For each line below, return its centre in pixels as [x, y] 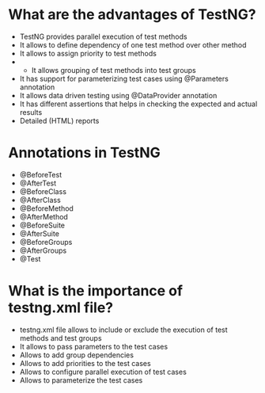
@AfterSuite [39, 233]
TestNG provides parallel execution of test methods [103, 36]
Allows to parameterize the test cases [81, 380]
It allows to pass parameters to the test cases [94, 346]
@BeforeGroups [46, 242]
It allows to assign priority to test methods [88, 53]
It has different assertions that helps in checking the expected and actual [138, 104]
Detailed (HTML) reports [59, 120]
